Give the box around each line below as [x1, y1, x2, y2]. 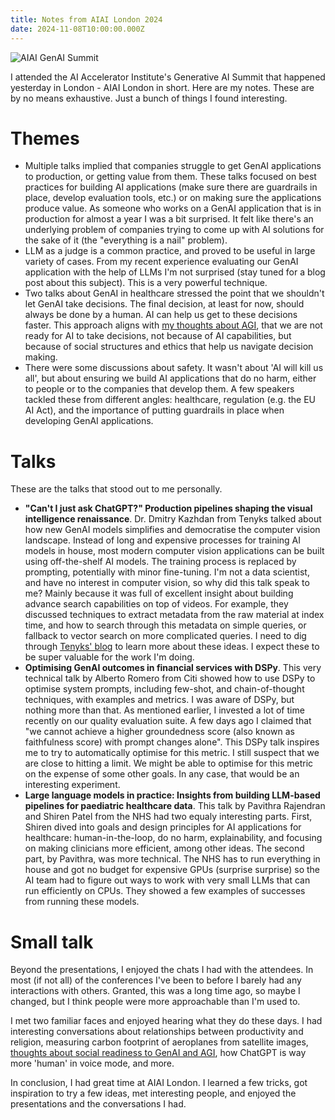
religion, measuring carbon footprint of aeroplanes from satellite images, [10, 1036, 309, 1048]
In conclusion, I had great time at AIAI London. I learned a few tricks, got [10, 1077, 308, 1089]
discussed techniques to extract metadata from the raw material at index [24, 609, 325, 621]
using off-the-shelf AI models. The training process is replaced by [24, 556, 297, 568]
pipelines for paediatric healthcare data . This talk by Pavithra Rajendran [24, 800, 326, 812]
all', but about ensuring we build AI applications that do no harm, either [24, 372, 317, 385]
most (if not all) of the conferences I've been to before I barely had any [10, 974, 302, 986]
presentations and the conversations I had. [10, 1098, 187, 1110]
